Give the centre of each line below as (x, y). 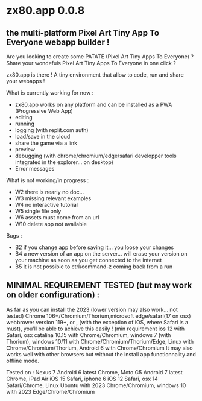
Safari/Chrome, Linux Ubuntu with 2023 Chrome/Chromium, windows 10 (96, 385)
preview (25, 149)
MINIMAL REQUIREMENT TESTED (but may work (99, 286)
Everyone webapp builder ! (58, 42)
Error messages (35, 169)
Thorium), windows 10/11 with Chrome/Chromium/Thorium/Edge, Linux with (100, 341)
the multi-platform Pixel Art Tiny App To (83, 33)
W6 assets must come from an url (57, 217)
